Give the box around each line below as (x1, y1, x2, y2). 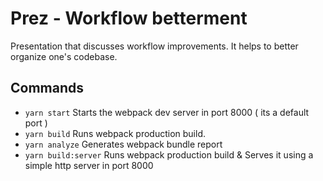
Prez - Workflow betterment (10, 7, 248, 30)
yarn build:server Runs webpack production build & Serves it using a (24, 148, 314, 161)
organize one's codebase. (10, 50, 118, 62)
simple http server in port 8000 (24, 159, 154, 171)
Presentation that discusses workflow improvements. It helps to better (10, 40, 299, 52)
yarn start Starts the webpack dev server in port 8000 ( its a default (24, 106, 310, 118)
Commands (10, 80, 85, 97)
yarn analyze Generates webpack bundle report (24, 138, 223, 150)
